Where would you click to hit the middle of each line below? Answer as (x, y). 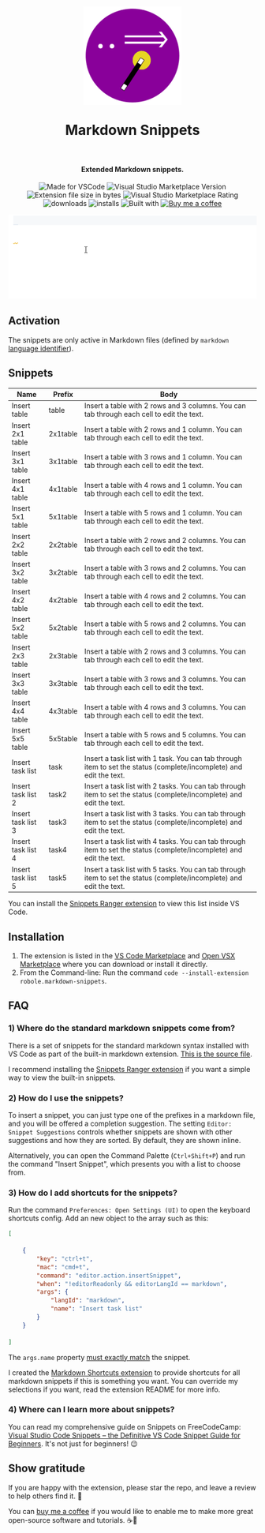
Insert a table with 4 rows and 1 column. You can (163, 485)
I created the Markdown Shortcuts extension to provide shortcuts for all (124, 1372)
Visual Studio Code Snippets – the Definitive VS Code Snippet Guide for (124, 1435)
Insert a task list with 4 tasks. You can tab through (165, 841)
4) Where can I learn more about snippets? (91, 1410)
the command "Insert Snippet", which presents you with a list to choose (124, 1164)
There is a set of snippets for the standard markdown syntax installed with (129, 1045)
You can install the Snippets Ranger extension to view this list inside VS (124, 904)
